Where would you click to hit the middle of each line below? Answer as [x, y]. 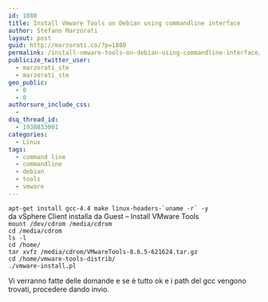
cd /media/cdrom [35, 231]
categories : [28, 134]
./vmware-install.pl [43, 266]
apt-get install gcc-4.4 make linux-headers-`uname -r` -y [108, 209]
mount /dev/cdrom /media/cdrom [60, 224]
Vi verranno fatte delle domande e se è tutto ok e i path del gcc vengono [127, 280]
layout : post [30, 38]
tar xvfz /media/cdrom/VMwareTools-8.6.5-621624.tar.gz [103, 252]
